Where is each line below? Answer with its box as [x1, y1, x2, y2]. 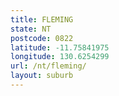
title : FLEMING [10, 14, 74, 25]
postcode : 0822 [10, 33, 74, 43]
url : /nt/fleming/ [10, 61, 87, 71]
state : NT [10, 24, 52, 34]
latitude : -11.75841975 [10, 42, 110, 53]
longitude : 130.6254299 [10, 52, 110, 62]
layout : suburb [10, 71, 74, 81]
